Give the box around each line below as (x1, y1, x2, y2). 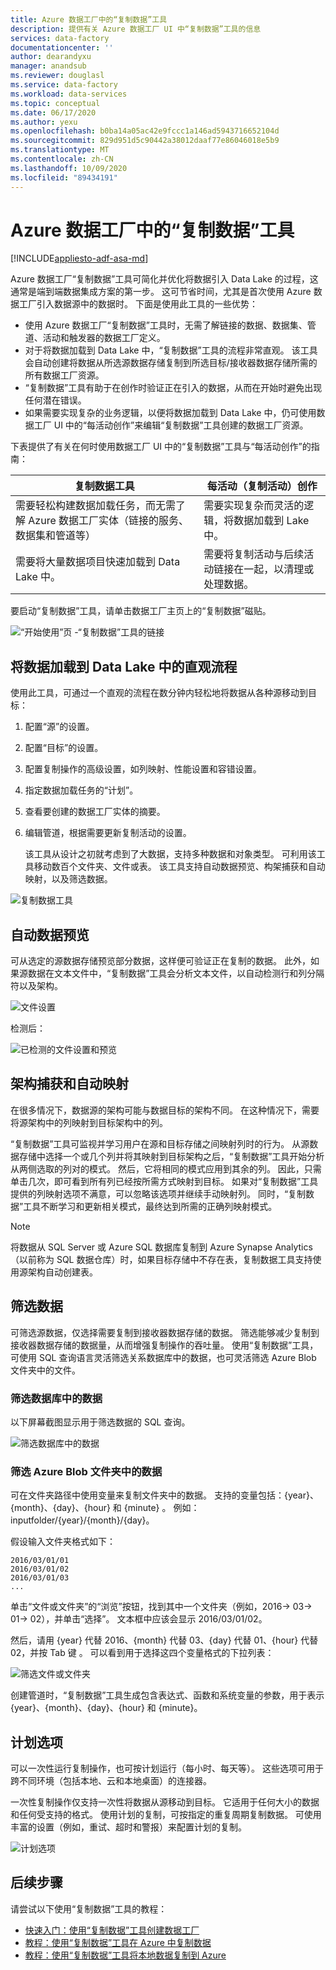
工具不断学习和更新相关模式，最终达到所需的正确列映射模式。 (23, 1200, 278, 1212)
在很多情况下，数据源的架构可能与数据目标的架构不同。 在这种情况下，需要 (10, 1104, 320, 1116)
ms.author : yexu (10, 117, 78, 127)
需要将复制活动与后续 (203, 547, 305, 561)
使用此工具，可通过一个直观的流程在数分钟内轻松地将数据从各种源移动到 (10, 687, 308, 699)
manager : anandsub (10, 61, 87, 71)
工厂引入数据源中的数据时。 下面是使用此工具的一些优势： (18, 298, 258, 310)
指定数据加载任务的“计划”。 (24, 784, 139, 796)
